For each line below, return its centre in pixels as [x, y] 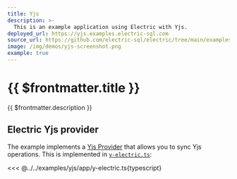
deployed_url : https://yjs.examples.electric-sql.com [88, 33]
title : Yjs [23, 14]
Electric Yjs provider [53, 130]
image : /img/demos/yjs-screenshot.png [64, 47]
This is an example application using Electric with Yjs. [101, 27]
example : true [28, 54]
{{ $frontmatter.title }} [74, 88]
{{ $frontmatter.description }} [50, 107]
